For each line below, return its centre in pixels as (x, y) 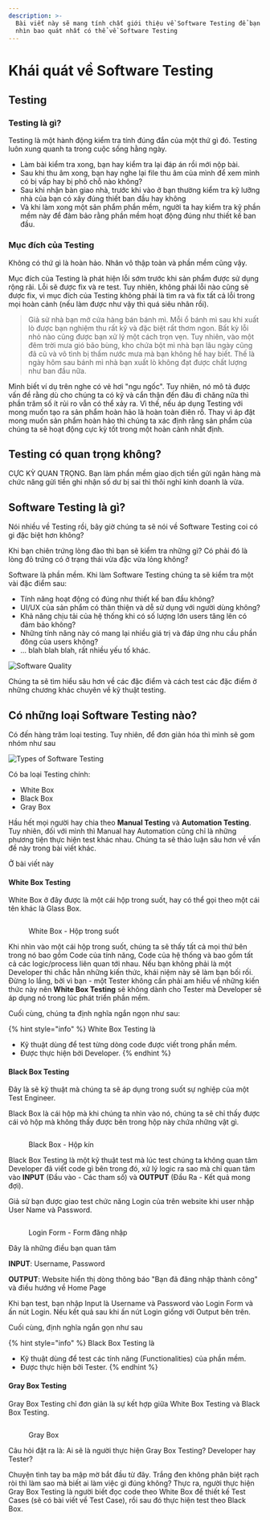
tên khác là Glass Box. (45, 908)
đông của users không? (59, 642)
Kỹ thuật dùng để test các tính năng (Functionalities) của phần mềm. (133, 1358)
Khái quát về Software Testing (111, 70)
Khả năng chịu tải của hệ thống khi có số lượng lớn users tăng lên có (133, 617)
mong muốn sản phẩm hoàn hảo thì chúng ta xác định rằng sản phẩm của (131, 420)
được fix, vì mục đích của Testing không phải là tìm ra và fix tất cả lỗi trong (132, 295)
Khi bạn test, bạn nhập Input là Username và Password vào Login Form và (131, 1304)
